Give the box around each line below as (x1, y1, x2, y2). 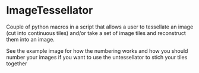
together (6, 60, 27, 67)
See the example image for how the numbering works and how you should (6, 47, 188, 54)
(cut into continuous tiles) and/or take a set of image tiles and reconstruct (6, 29, 186, 36)
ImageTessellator (6, 4, 93, 17)
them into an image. (6, 36, 55, 43)
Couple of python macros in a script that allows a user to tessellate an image (6, 23, 194, 30)
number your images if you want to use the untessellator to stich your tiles (6, 53, 188, 61)
